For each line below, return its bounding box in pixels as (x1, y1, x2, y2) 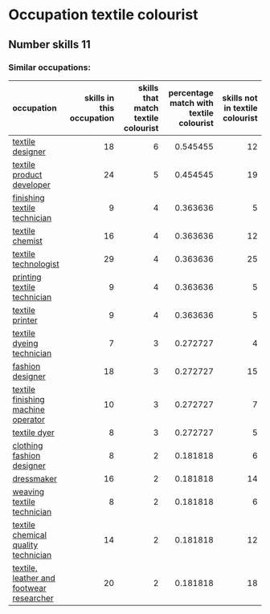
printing (12, 271, 42, 283)
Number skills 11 (8, 38, 91, 51)
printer (12, 315, 38, 326)
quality (12, 539, 39, 551)
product (12, 169, 43, 180)
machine (12, 404, 46, 415)
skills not (222, 92, 258, 104)
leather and (12, 572, 55, 584)
